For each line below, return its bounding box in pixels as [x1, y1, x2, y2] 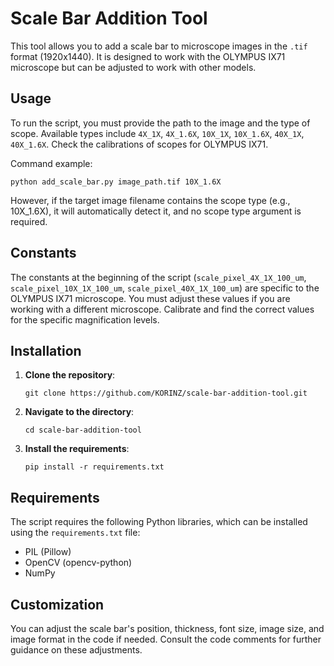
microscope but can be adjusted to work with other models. [10, 61, 257, 73]
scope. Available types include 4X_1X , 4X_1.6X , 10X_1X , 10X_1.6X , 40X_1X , [10, 127, 305, 139]
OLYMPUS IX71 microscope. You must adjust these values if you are [10, 292, 291, 304]
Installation [10, 342, 82, 359]
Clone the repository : [24, 369, 116, 381]
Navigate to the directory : [24, 406, 135, 418]
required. [10, 215, 48, 227]
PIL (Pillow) [24, 546, 72, 558]
